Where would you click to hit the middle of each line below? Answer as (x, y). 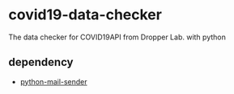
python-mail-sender (53, 81)
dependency (41, 62)
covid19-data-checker (85, 15)
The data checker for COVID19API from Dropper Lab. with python (117, 37)
